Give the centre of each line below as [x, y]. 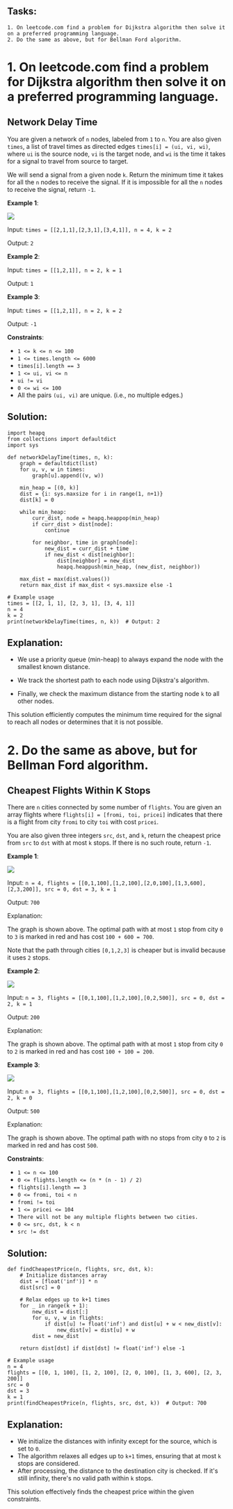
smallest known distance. [54, 667]
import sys [23, 445]
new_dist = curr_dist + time [87, 549]
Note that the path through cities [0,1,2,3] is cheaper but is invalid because [116, 950]
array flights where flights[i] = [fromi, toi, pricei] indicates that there [115, 815]
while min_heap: [43, 512]
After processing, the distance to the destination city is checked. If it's [118, 1471]
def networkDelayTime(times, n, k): [60, 457]
